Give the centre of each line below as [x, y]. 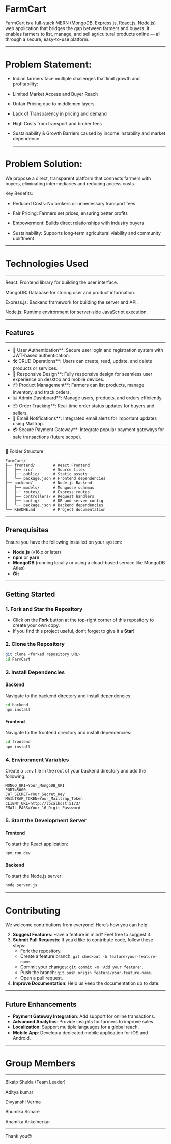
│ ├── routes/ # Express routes [48, 492]
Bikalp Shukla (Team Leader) [36, 1082]
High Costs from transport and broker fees [57, 123]
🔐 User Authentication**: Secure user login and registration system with [88, 350]
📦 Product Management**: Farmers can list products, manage [78, 385]
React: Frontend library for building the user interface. [62, 282]
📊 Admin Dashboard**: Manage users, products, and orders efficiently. [88, 398]
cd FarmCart [18, 660]
